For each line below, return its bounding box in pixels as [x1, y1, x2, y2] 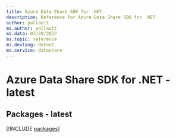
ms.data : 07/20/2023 [6, 31, 58, 37]
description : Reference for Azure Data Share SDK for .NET [6, 14, 156, 20]
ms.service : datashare [6, 48, 62, 54]
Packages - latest [6, 109, 73, 120]
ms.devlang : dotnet [6, 42, 55, 48]
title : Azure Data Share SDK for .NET [6, 8, 102, 15]
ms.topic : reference [6, 36, 58, 42]
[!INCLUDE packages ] [6, 125, 60, 132]
